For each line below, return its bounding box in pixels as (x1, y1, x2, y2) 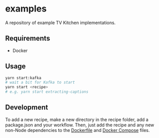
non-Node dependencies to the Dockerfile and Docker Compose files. (5, 127, 150, 133)
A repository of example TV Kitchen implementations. (5, 20, 116, 26)
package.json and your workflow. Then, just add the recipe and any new (5, 121, 154, 128)
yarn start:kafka (5, 75, 42, 80)
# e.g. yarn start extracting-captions (5, 89, 89, 94)
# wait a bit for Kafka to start (5, 80, 75, 85)
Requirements (5, 34, 50, 43)
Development (5, 103, 49, 112)
